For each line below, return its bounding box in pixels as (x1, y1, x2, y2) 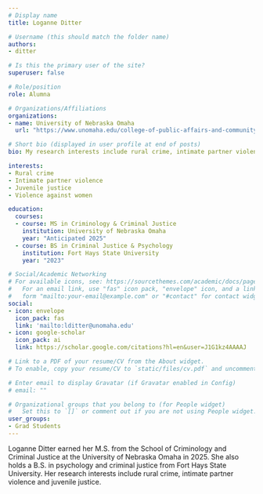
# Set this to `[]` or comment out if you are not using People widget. (8, 408, 258, 416)
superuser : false (8, 69, 65, 77)
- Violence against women (8, 191, 92, 199)
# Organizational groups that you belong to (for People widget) (8, 401, 225, 409)
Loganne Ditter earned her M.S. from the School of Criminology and (8, 444, 227, 453)
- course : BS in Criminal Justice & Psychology (15, 242, 174, 249)
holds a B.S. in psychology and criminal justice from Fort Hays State (8, 460, 227, 470)
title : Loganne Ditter (8, 19, 82, 27)
